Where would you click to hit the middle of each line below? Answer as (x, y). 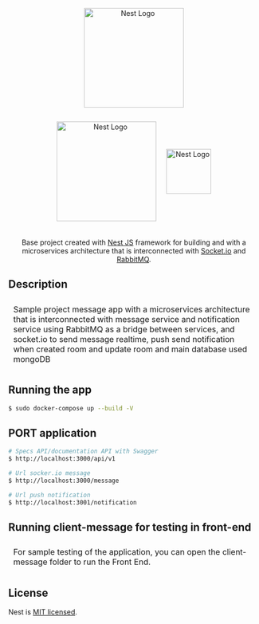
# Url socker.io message (49, 473)
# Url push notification (49, 495)
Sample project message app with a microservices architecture (131, 309)
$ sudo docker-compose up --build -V (71, 408)
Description (38, 284)
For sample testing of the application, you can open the (117, 552)
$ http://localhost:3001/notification (73, 502)
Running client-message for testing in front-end (130, 527)
